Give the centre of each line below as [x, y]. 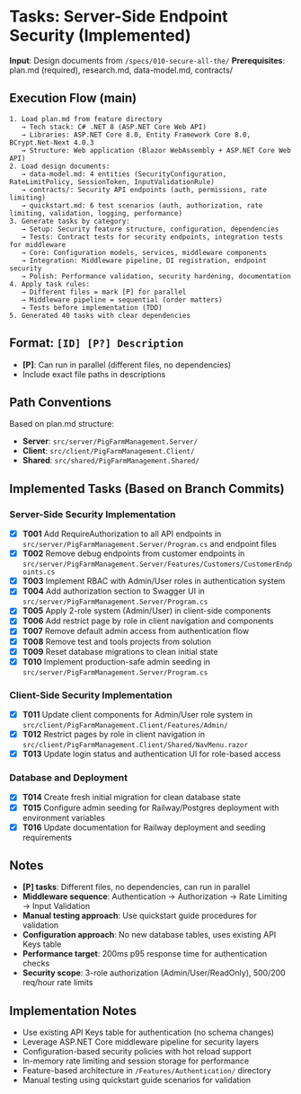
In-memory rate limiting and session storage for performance [136, 1061]
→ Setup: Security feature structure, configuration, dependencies [150, 229]
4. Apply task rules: [50, 284]
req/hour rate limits [58, 983]
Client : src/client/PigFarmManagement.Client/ [108, 451]
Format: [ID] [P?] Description [97, 343]
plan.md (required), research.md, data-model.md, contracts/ [121, 70]
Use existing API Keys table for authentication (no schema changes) [148, 1032]
